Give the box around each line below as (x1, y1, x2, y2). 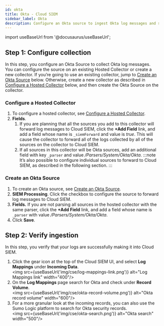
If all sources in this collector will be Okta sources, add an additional (19, 147, 157, 153)
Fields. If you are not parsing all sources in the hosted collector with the (12, 201, 157, 207)
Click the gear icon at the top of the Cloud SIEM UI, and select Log (12, 259, 146, 264)
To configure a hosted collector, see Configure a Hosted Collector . (12, 110, 145, 116)
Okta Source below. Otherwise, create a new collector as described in (5, 77, 145, 83)
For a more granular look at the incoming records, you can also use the (12, 300, 155, 306)
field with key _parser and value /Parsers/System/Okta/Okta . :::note (19, 152, 156, 158)
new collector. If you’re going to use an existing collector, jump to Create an (5, 72, 157, 78)
